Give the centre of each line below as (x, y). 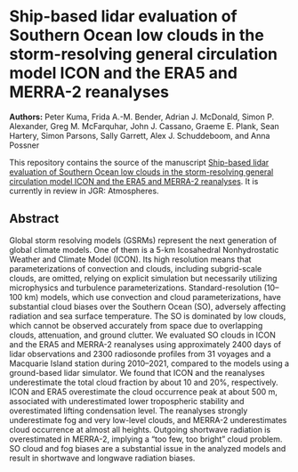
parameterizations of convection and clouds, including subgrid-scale (136, 268)
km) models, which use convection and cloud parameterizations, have (153, 297)
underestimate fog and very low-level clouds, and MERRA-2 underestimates (148, 419)
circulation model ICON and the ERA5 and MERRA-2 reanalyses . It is (134, 181)
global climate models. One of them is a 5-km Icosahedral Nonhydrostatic (144, 249)
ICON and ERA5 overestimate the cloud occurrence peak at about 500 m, (144, 391)
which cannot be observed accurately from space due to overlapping (136, 325)
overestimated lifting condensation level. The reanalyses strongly (129, 411)
